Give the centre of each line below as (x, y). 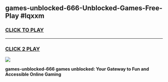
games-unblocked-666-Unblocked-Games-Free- (84, 8)
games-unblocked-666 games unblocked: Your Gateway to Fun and (77, 69)
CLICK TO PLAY (24, 30)
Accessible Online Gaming (33, 74)
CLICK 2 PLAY (22, 49)
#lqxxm (32, 16)
